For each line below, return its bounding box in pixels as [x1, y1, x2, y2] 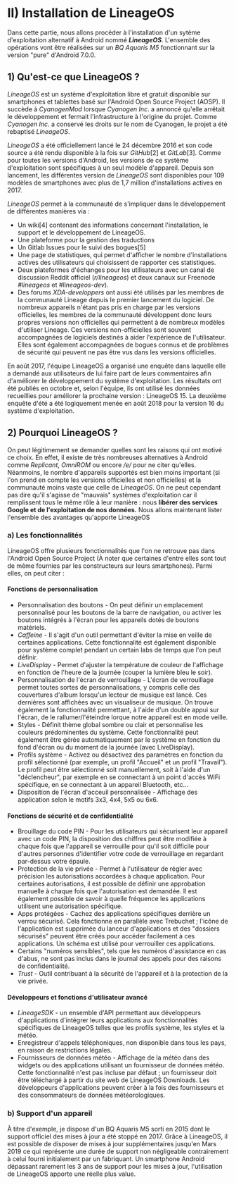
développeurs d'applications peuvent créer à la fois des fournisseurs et [17, 1084, 224, 1092]
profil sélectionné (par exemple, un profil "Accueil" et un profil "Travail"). [17, 758, 228, 767]
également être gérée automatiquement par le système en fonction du [17, 736, 221, 744]
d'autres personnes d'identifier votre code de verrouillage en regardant [17, 850, 224, 858]
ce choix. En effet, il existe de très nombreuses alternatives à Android [7, 453, 209, 461]
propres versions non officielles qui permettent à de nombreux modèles [17, 318, 225, 326]
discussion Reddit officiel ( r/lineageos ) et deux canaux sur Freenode [17, 273, 216, 281]
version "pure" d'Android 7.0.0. [7, 51, 96, 59]
